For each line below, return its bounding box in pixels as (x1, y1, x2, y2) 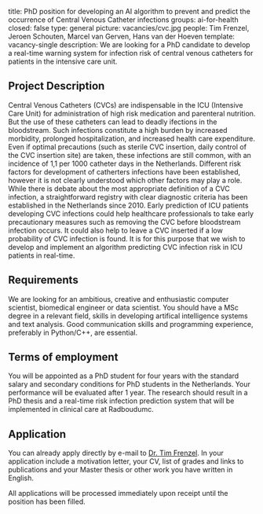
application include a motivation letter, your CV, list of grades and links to (8, 457, 244, 466)
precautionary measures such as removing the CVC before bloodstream (8, 217, 241, 226)
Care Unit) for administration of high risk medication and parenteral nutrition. (8, 108, 256, 118)
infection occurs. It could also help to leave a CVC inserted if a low (8, 226, 224, 235)
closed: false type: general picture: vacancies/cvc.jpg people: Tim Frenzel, (8, 24, 250, 32)
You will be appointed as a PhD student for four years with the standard (8, 371, 239, 380)
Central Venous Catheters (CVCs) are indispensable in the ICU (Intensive (8, 100, 243, 109)
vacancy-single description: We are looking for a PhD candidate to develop (8, 40, 250, 50)
